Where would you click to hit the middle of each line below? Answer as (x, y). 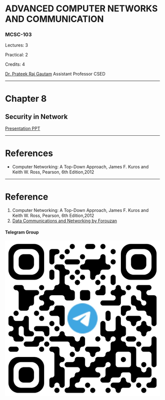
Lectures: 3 (17, 45)
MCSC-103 (18, 35)
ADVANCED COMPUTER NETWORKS (82, 9)
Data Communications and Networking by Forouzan (65, 221)
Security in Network (36, 117)
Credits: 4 (15, 64)
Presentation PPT (23, 128)
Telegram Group (22, 232)
